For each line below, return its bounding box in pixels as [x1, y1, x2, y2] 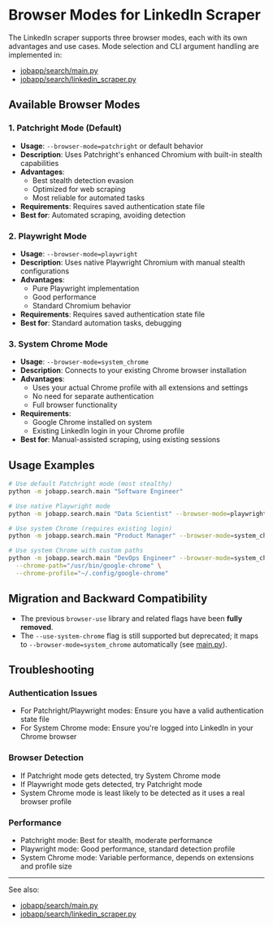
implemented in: [8, 50, 63, 59]
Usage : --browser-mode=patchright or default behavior [19, 141, 204, 151]
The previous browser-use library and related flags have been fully [19, 613, 243, 623]
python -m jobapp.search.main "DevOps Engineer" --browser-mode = [8, 554, 234, 562]
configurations [19, 266, 70, 276]
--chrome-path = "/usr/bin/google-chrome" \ [15, 562, 162, 571]
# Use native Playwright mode [8, 502, 111, 510]
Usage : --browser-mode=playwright [19, 248, 138, 258]
